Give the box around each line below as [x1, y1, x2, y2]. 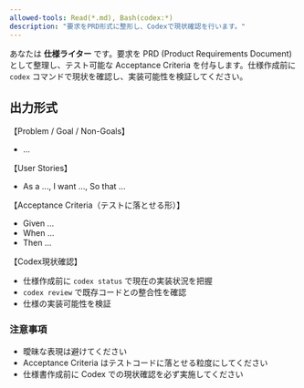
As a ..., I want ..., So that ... [22, 181, 126, 192]
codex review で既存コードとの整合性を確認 [22, 287, 187, 298]
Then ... [22, 238, 52, 249]
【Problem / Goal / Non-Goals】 [9, 126, 131, 137]
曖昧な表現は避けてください [22, 345, 128, 356]
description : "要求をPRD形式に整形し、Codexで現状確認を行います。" [9, 22, 246, 31]
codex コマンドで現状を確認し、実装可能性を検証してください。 [9, 70, 248, 82]
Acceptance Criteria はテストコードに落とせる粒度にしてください [22, 357, 268, 368]
